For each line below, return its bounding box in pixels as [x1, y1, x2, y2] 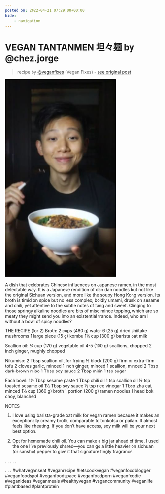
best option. [12, 428, 37, 434]
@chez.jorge [5, 52, 59, 64]
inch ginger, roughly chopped [5, 348, 65, 354]
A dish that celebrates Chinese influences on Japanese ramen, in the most [5, 282, 156, 288]
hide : [5, 13, 16, 18]
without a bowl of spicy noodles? [5, 319, 72, 325]
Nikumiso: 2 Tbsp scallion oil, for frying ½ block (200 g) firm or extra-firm [5, 358, 155, 364]
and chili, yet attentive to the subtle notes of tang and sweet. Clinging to [5, 303, 151, 309]
